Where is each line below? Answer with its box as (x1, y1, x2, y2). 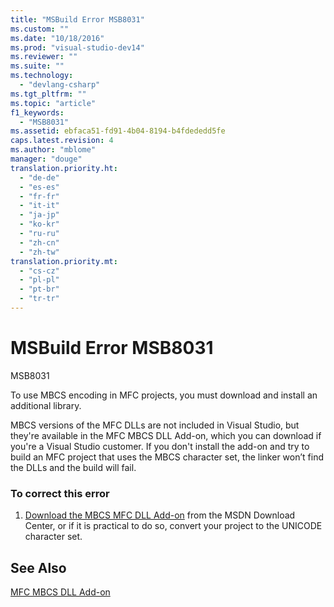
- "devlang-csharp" (19, 80, 101, 90)
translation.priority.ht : (10, 163, 118, 173)
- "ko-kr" (19, 219, 60, 230)
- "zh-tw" (19, 247, 60, 257)
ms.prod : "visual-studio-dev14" (10, 42, 145, 53)
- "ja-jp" (19, 210, 60, 220)
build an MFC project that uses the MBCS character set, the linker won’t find (10, 451, 324, 463)
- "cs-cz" (19, 266, 60, 276)
